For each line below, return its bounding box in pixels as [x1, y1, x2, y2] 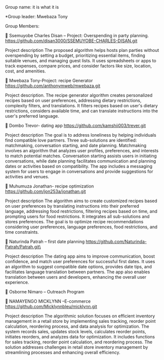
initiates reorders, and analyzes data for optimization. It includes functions [5, 334, 155, 339]
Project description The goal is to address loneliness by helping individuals [5, 132, 156, 138]
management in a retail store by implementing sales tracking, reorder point [5, 318, 156, 324]
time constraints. [5, 229, 39, 235]
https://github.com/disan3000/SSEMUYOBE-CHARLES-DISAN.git [5, 38, 137, 44]
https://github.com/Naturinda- [85, 239, 147, 244]
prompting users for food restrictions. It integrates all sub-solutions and [5, 214, 150, 219]
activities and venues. [5, 174, 50, 179]
